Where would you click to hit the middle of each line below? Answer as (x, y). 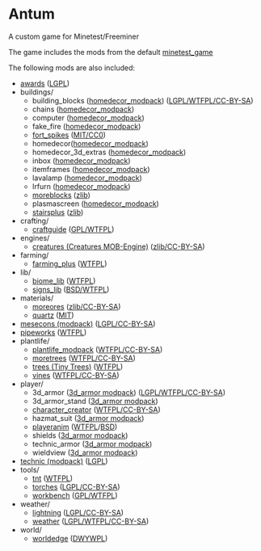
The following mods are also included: (72, 67)
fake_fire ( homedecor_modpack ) (86, 126)
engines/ (35, 238)
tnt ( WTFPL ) (53, 478)
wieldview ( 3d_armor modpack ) (85, 452)
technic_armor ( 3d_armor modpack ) (92, 444)
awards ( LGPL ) (45, 83)
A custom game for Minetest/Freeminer (74, 36)
